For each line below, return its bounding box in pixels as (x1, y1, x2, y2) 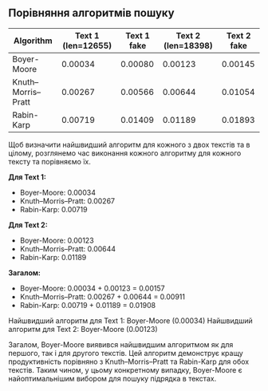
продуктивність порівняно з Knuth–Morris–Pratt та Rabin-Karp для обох (8, 357, 250, 366)
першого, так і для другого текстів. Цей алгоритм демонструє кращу (8, 348, 243, 357)
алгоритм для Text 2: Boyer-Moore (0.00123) (8, 324, 158, 334)
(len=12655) (62, 40, 112, 51)
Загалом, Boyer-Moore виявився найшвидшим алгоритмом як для (8, 339, 234, 350)
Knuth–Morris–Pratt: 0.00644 (19, 243, 116, 254)
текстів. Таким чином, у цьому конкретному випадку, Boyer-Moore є (8, 365, 243, 374)
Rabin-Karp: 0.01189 (19, 252, 87, 262)
